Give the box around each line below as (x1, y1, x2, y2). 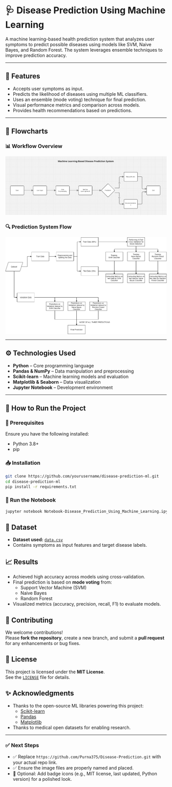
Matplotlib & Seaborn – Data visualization (12, 379, 101, 385)
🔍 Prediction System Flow (5, 223, 72, 231)
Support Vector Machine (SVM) (20, 585, 87, 591)
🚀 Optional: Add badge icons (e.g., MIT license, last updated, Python (12, 770, 157, 777)
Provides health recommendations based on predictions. (12, 107, 133, 113)
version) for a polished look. (12, 776, 72, 782)
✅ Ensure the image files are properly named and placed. (12, 764, 134, 771)
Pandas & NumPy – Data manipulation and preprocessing (12, 368, 134, 374)
